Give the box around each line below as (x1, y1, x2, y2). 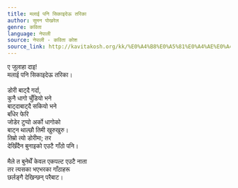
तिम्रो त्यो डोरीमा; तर (7, 134, 52, 142)
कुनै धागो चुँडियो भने (7, 94, 52, 102)
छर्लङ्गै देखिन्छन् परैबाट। (7, 173, 64, 181)
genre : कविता (7, 23, 42, 30)
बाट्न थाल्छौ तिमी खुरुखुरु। (7, 126, 69, 134)
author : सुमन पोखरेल (7, 17, 59, 24)
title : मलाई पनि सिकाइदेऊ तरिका (7, 10, 87, 18)
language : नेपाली (7, 30, 51, 37)
